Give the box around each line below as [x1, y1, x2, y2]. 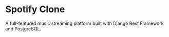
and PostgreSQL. [5, 25, 42, 31]
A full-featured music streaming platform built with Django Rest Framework [5, 20, 164, 26]
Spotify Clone [5, 4, 65, 15]
